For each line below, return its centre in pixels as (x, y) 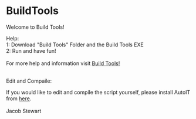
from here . (19, 98)
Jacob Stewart (24, 111)
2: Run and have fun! (31, 50)
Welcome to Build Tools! (35, 27)
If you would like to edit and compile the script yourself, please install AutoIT (98, 92)
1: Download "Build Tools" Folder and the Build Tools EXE (75, 45)
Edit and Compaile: (29, 81)
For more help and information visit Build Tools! (63, 63)
